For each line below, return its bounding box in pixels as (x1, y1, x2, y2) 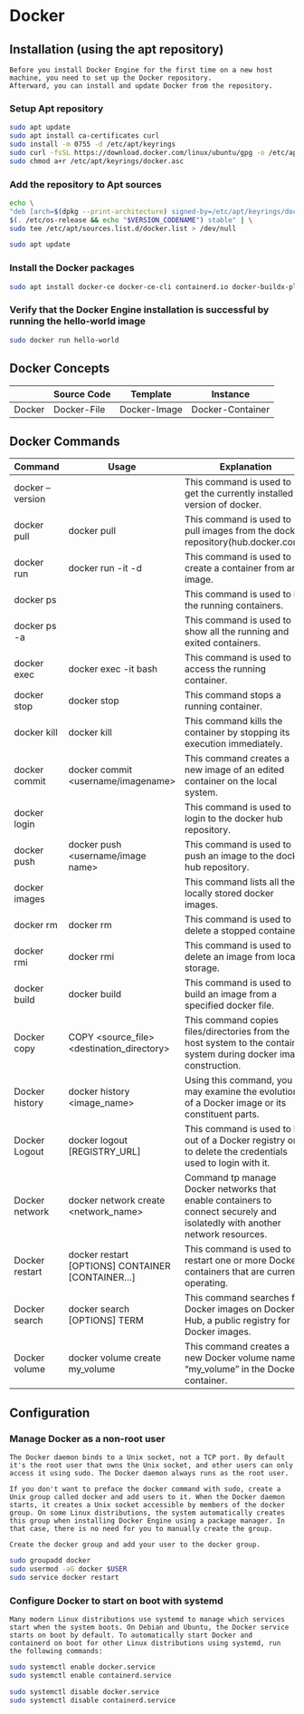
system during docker (184, 1048, 278, 1060)
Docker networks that (184, 1183, 277, 1196)
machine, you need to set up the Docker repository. (9, 73, 213, 82)
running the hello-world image (9, 315, 147, 327)
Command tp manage (184, 1171, 277, 1184)
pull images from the (184, 525, 272, 537)
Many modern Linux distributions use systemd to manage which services (9, 1614, 285, 1623)
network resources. (184, 1228, 268, 1241)
